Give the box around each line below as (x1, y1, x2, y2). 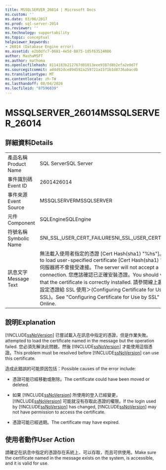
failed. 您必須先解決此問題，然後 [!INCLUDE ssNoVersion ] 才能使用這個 (5, 343, 148, 350)
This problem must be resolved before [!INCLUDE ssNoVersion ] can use (14, 350, 159, 356)
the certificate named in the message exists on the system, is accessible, (5, 455, 154, 461)
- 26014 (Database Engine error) (5, 44, 74, 49)
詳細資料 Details (5, 138, 53, 147)
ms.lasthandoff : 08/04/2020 (5, 81, 63, 86)
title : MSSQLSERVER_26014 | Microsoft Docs (5, 7, 96, 12)
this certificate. (5, 355, 36, 361)
